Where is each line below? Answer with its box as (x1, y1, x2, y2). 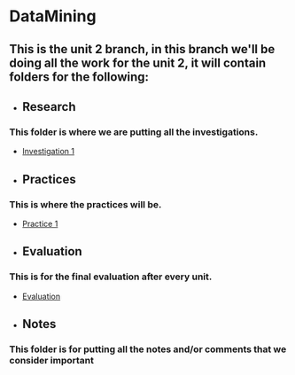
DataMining (9, 6, 97, 27)
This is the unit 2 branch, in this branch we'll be (9, 42, 276, 57)
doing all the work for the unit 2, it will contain (9, 55, 267, 70)
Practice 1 (21, 218, 58, 229)
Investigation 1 (21, 146, 75, 157)
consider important (9, 354, 95, 366)
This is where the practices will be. (9, 198, 162, 210)
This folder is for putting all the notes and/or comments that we (9, 343, 287, 355)
